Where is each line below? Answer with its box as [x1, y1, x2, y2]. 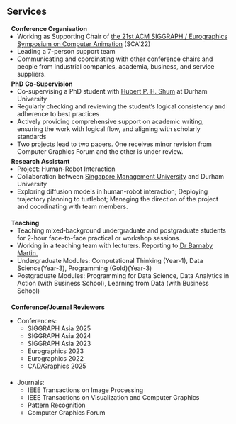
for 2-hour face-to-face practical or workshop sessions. [16, 233, 181, 242]
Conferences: [16, 316, 57, 325]
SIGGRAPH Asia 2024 [27, 331, 91, 340]
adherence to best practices [16, 109, 100, 118]
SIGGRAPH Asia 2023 [27, 339, 91, 347]
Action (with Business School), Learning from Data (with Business [16, 279, 210, 287]
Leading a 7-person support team [16, 47, 116, 55]
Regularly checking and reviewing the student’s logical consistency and [16, 102, 226, 111]
